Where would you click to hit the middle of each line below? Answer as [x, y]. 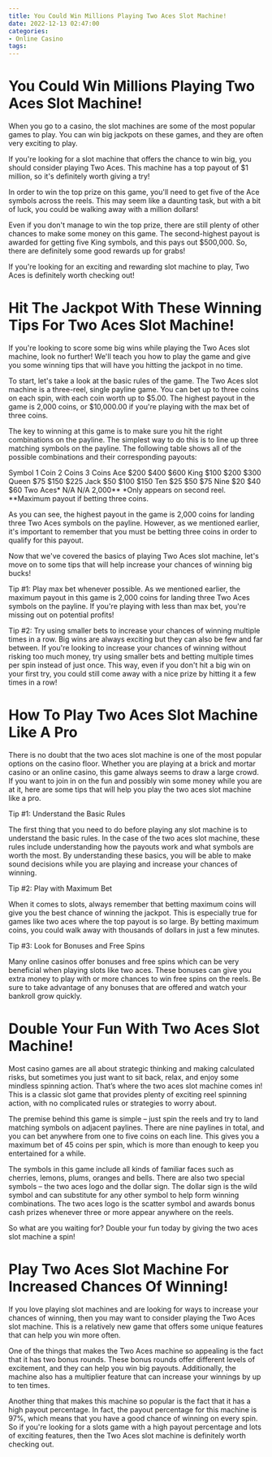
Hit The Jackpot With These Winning [135, 308]
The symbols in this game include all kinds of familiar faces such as [121, 1169]
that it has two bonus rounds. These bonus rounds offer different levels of [132, 1359]
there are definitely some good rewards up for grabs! [97, 251]
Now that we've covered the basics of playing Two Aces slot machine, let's [134, 556]
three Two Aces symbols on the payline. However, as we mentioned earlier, [134, 523]
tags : [17, 46]
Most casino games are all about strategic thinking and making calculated [132, 1068]
